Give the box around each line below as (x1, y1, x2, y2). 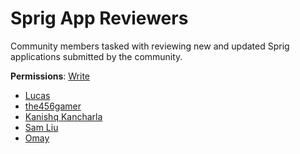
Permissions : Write (10, 70, 91, 82)
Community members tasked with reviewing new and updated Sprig (10, 40, 290, 52)
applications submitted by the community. (10, 50, 183, 62)
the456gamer (24, 100, 82, 112)
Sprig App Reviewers (10, 7, 189, 30)
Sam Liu (24, 121, 59, 133)
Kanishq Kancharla (24, 110, 103, 122)
